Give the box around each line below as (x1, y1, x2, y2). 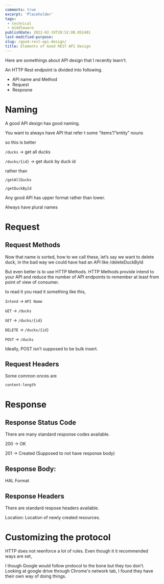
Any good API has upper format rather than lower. (5, 195, 105, 201)
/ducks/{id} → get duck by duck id (5, 158, 76, 164)
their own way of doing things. (5, 573, 67, 579)
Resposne (12, 87, 33, 92)
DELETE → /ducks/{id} (5, 326, 49, 332)
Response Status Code (5, 418, 76, 427)
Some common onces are (5, 373, 57, 379)
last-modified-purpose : (5, 35, 54, 40)
